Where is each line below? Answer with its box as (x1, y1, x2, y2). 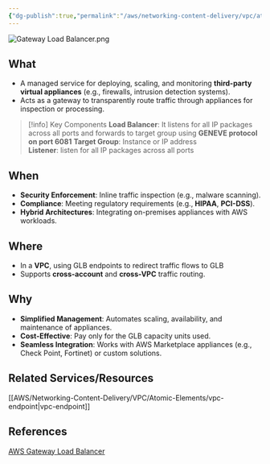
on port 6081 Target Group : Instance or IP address (27, 137, 197, 147)
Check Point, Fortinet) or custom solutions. (19, 348, 162, 358)
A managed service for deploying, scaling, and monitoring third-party (19, 78, 252, 89)
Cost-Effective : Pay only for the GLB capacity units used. (19, 331, 211, 341)
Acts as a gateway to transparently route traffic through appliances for (19, 96, 253, 106)
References (8, 425, 67, 439)
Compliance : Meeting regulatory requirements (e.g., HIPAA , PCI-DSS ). (19, 199, 256, 209)
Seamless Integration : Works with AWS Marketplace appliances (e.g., (19, 339, 252, 349)
